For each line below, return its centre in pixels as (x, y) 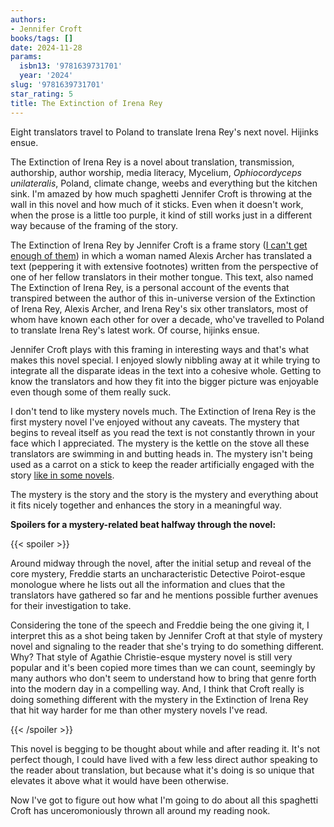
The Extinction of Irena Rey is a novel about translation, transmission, (152, 162)
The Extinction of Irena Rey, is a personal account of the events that (150, 287)
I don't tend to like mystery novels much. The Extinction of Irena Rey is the (163, 411)
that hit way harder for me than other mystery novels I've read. (139, 710)
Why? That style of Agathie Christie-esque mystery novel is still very (151, 657)
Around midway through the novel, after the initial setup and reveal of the (161, 563)
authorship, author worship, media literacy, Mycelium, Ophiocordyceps (156, 172)
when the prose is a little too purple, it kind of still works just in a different (161, 215)
